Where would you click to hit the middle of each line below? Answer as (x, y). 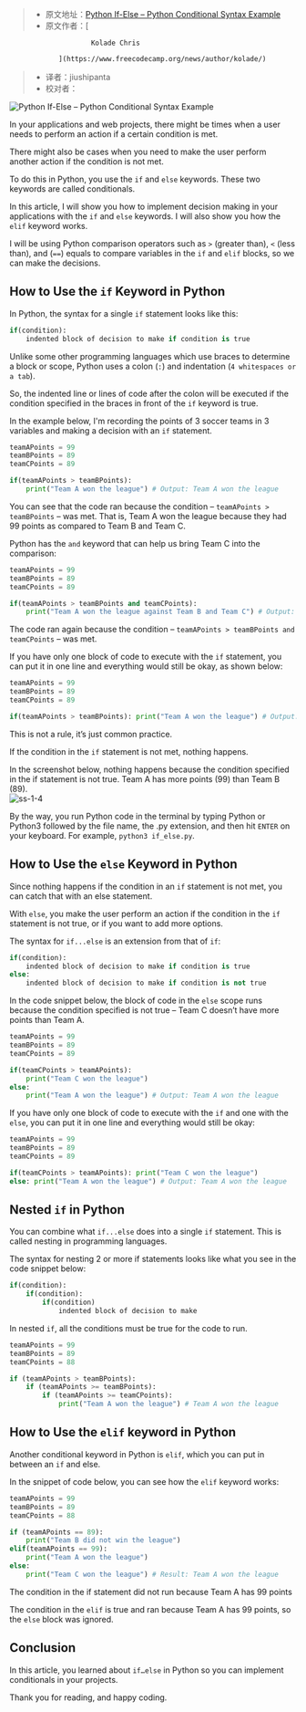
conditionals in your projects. (64, 1679)
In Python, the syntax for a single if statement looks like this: (124, 313)
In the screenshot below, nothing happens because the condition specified (149, 769)
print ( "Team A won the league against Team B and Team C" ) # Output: (161, 612)
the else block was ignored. (61, 1619)
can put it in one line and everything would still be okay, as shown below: (146, 666)
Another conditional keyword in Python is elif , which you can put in (137, 1454)
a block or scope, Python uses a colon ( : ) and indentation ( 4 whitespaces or (153, 366)
